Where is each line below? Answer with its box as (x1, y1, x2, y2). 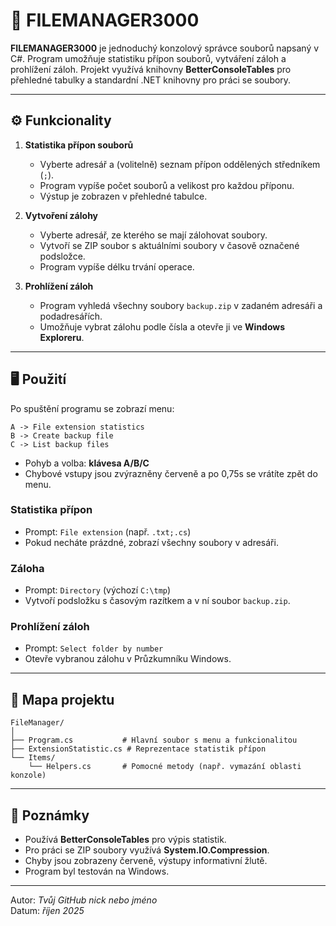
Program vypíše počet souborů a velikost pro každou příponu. (39, 179, 295, 191)
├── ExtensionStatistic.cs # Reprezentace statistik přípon (10, 744, 267, 754)
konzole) (10, 770, 47, 781)
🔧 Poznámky (10, 807, 90, 824)
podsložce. (39, 250, 86, 262)
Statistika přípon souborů (24, 139, 134, 151)
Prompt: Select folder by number (24, 642, 164, 654)
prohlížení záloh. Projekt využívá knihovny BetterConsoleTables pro (10, 63, 292, 75)
